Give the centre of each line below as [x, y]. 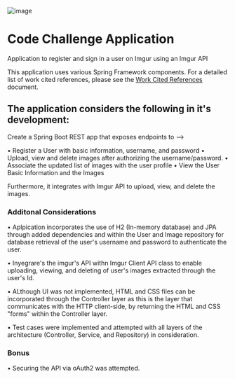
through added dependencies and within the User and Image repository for [116, 235]
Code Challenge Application [91, 39]
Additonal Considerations [52, 212]
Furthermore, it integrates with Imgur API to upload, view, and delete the [111, 186]
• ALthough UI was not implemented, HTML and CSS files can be [101, 291]
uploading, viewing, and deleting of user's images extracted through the [112, 270]
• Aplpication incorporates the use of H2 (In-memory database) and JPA [112, 227]
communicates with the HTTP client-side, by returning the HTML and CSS [114, 306]
